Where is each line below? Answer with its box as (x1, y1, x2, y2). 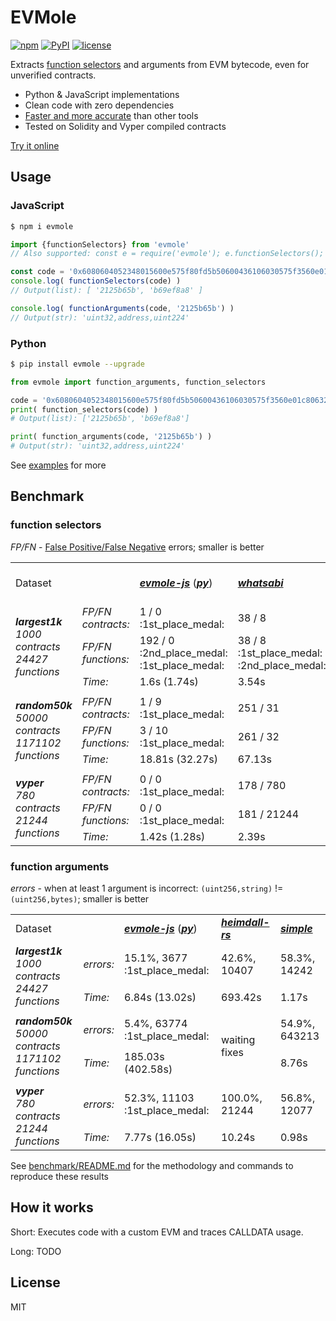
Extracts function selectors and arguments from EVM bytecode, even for (10, 58, 310, 70)
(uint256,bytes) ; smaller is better (10, 893, 150, 905)
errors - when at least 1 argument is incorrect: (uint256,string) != (10, 882, 284, 895)
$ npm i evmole (10, 221, 74, 231)
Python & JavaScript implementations (24, 88, 180, 100)
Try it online (10, 139, 60, 151)
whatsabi (237, 576, 284, 590)
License (10, 1274, 61, 1291)
